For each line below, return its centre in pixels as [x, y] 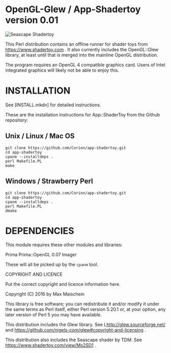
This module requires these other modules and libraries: [64, 245]
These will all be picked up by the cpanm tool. [52, 264]
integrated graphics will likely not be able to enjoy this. [62, 70]
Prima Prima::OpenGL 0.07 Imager [41, 255]
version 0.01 [32, 20]
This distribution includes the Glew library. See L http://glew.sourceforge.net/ [85, 325]
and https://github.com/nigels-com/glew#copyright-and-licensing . [76, 330]
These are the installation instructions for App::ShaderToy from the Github [83, 114]
